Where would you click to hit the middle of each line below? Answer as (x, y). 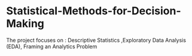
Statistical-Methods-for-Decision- (94, 11)
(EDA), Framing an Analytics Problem (52, 46)
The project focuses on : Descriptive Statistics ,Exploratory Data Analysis (96, 40)
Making (25, 24)
